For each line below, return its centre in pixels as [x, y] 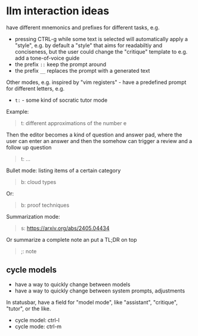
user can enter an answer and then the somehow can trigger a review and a [99, 141]
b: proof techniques [45, 205]
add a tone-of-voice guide [47, 58]
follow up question [29, 147]
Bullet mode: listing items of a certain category [64, 170]
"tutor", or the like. [29, 309]
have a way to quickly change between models [72, 284]
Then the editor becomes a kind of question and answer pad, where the [94, 135]
